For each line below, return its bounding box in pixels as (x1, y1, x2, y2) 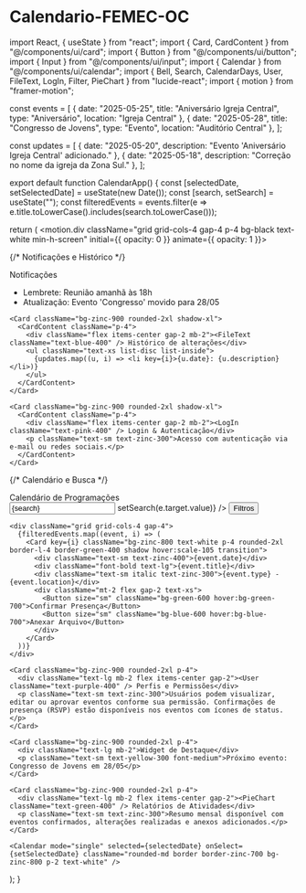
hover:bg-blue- (209, 610, 268, 619)
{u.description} (217, 354, 280, 363)
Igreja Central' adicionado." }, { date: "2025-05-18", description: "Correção (9, 149, 291, 161)
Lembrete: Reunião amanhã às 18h (22, 286, 153, 298)
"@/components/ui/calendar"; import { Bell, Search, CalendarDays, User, (9, 66, 283, 77)
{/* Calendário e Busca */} (9, 473, 109, 485)
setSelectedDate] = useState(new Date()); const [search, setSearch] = (9, 186, 274, 197)
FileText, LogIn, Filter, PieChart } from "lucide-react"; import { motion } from (9, 75, 294, 86)
